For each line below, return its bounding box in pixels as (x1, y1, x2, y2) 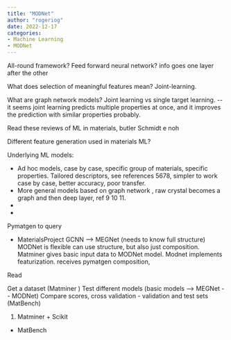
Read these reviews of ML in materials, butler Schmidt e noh (7, 124, 180, 132)
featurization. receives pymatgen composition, (17, 257, 151, 266)
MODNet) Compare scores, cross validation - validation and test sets (11, 292, 209, 300)
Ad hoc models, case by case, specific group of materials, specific (17, 164, 208, 172)
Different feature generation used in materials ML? (7, 137, 151, 146)
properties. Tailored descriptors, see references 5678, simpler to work (17, 171, 218, 180)
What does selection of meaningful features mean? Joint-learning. (7, 83, 197, 90)
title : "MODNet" (7, 10, 54, 17)
